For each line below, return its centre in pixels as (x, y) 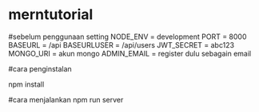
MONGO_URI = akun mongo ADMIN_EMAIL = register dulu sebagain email (130, 53)
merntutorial (51, 15)
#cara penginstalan (40, 68)
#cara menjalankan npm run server (66, 99)
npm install (26, 84)
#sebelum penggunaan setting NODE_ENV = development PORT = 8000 (128, 37)
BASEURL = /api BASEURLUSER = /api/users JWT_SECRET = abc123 (121, 44)
